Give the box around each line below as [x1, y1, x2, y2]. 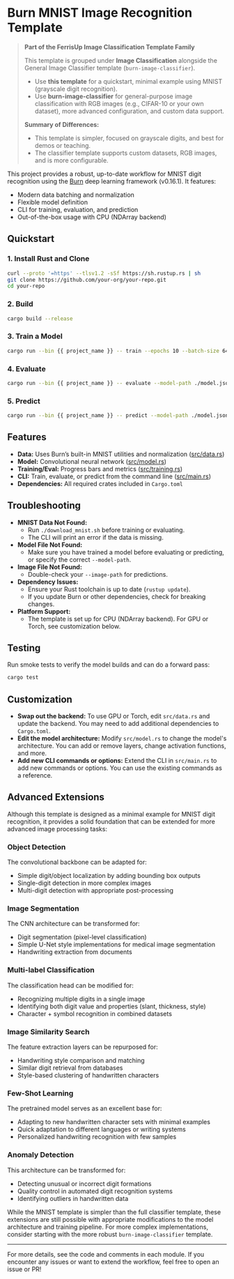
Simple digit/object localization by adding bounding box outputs [17, 872, 201, 880]
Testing [7, 642, 41, 653]
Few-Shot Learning [7, 1088, 74, 1098]
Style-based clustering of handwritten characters [17, 1071, 159, 1080]
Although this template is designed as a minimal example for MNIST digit [7, 810, 216, 818]
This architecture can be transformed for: [7, 1166, 126, 1174]
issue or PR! [7, 1264, 42, 1273]
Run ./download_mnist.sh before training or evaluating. [27, 525, 185, 534]
